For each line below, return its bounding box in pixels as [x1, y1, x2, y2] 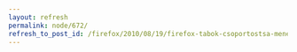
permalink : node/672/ [8, 21, 89, 30]
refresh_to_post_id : [8, 29, 85, 38]
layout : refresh [8, 12, 68, 22]
